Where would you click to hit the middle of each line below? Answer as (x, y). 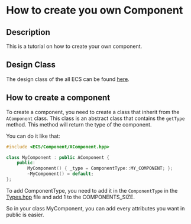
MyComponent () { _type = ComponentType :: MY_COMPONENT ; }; (100, 168)
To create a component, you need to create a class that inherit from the (93, 112)
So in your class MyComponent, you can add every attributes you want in (96, 208)
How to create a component (58, 98)
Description (28, 32)
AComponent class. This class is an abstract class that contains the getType (96, 118)
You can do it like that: (33, 136)
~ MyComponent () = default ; (61, 174)
